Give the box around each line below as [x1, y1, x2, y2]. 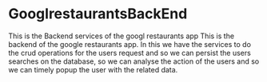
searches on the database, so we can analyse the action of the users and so [8, 57, 260, 66]
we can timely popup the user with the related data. [8, 64, 178, 74]
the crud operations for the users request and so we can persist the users [8, 48, 252, 57]
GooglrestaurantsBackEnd [8, 5, 188, 23]
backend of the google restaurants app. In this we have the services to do [8, 39, 252, 49]
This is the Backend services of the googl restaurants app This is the [8, 31, 234, 41]
